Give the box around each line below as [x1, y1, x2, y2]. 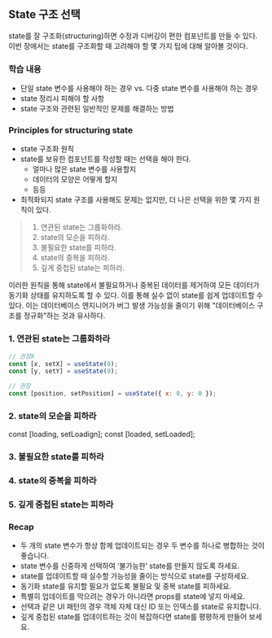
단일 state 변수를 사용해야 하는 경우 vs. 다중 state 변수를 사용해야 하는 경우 [20, 84, 259, 94]
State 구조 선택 [8, 7, 81, 22]
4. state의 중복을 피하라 [8, 475, 97, 487]
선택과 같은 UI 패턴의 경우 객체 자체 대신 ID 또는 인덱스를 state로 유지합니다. [20, 601, 262, 612]
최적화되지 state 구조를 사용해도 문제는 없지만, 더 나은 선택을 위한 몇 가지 [20, 194, 252, 205]
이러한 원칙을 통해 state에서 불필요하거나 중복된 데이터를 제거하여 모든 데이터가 [8, 280, 260, 291]
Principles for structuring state [8, 125, 133, 136]
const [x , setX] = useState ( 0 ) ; [8, 360, 118, 368]
